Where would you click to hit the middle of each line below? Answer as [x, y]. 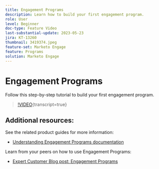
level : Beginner [22, 24]
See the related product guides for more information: [59, 132]
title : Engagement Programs [34, 10]
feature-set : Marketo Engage [35, 47]
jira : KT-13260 [21, 38]
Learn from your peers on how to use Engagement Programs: [68, 152]
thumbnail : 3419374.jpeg [31, 42]
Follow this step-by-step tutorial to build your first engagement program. [80, 95]
